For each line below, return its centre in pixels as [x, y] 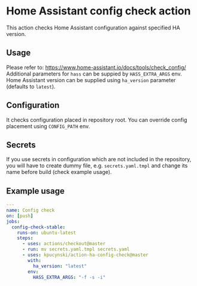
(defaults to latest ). [31, 86]
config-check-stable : [39, 227]
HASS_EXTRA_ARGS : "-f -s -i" [69, 277]
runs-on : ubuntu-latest [47, 233]
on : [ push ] [20, 216]
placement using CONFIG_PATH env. [48, 126]
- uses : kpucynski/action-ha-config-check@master [85, 255]
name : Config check [31, 210]
